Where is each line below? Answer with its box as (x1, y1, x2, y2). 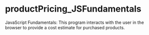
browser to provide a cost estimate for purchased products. (5, 24, 125, 30)
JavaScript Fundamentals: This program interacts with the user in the (5, 19, 144, 25)
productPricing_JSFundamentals (5, 3, 142, 15)
